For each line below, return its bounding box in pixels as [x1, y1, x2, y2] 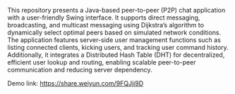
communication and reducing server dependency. [7, 66, 153, 74]
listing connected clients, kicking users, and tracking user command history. [7, 43, 229, 51]
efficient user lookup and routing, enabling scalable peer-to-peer [7, 58, 196, 66]
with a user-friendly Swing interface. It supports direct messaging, [7, 13, 200, 22]
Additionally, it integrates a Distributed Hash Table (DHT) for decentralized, [7, 51, 225, 59]
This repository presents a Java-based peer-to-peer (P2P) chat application [7, 6, 226, 14]
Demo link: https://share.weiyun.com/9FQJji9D [7, 79, 143, 87]
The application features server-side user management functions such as [7, 36, 221, 44]
